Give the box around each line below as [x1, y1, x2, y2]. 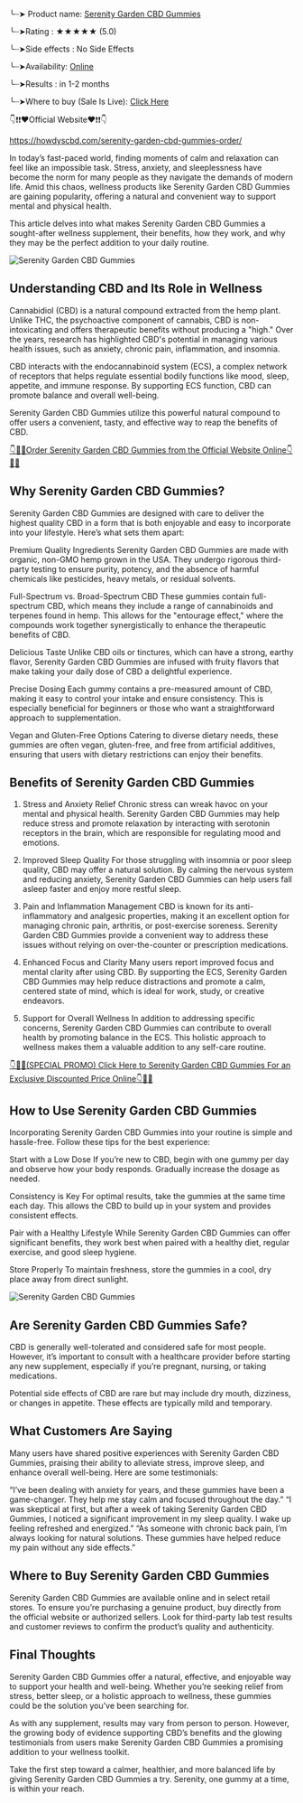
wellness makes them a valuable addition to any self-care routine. [22, 1042, 267, 1053]
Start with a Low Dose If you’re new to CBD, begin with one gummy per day [9, 1154, 289, 1165]
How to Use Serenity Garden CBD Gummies [9, 1103, 257, 1118]
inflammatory [22, 911, 72, 922]
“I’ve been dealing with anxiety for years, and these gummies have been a [9, 1484, 285, 1495]
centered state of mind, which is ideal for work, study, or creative [22, 986, 265, 997]
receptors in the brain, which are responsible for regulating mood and [22, 828, 281, 839]
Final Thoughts [9, 1648, 96, 1663]
